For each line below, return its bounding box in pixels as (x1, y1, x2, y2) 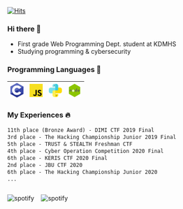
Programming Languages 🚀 (7, 65, 101, 75)
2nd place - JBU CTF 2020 (7, 161, 82, 169)
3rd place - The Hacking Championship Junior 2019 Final (7, 134, 177, 141)
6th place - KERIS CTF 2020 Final (7, 154, 108, 162)
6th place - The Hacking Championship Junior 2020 (7, 168, 158, 176)
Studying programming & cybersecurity (17, 48, 131, 56)
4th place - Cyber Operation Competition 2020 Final (7, 147, 164, 155)
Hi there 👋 (7, 24, 42, 34)
